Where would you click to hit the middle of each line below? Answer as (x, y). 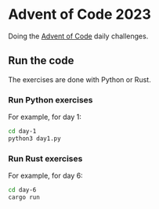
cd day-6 (22, 190)
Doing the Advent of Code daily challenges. (78, 36)
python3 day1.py (34, 139)
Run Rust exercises (45, 158)
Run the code (41, 61)
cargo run (24, 197)
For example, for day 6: (46, 176)
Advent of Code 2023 (79, 14)
